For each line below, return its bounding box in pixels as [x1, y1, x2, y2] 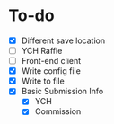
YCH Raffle [21, 46, 63, 56]
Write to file [21, 75, 65, 86]
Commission [34, 106, 82, 117]
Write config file [21, 66, 82, 76]
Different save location [21, 35, 105, 46]
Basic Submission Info [21, 86, 104, 97]
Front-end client [21, 56, 82, 66]
